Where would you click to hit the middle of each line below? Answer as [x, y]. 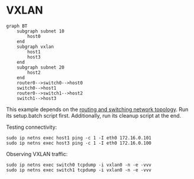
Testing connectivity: [32, 127]
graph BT [17, 26]
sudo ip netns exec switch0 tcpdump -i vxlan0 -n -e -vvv [79, 165]
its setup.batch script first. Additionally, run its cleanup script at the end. [94, 115]
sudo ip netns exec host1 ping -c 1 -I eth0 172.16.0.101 [79, 138]
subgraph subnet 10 [41, 31]
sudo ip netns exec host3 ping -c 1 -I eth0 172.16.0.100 [79, 143]
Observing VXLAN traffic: [37, 154]
